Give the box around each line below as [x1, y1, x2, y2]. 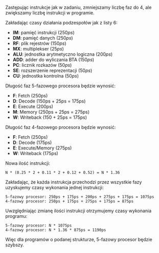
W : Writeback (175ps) [12, 150, 59, 156]
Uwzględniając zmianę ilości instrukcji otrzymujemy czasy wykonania [5, 208, 152, 214]
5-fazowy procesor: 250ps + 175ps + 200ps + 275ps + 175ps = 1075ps [5, 194, 154, 199]
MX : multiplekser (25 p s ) [12, 46, 64, 52]
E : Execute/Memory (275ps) [12, 145, 72, 151]
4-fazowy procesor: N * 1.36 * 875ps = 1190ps [5, 227, 106, 233]
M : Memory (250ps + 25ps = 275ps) [12, 109, 90, 115]
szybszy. [5, 242, 25, 248]
